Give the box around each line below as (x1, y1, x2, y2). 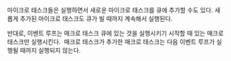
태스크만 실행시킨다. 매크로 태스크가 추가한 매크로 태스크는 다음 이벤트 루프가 (7, 38, 215, 46)
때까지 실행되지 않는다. (19, 47, 81, 54)
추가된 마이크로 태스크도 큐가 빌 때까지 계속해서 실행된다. (19, 14, 173, 23)
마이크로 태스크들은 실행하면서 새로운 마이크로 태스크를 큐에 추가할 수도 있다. (7, 6, 214, 14)
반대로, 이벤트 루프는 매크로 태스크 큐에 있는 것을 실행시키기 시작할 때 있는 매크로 (7, 29, 224, 37)
